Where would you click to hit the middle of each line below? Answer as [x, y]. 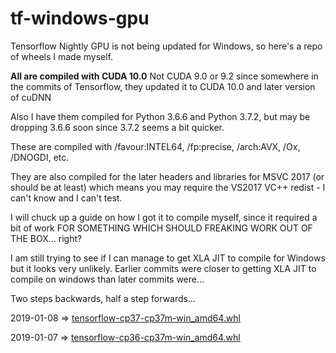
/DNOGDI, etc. [40, 157]
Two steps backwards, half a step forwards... [103, 298]
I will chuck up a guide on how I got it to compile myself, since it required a [164, 217]
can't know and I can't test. [66, 198]
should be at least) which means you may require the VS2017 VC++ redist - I [168, 187]
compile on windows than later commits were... [107, 279]
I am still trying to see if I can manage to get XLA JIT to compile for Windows [168, 258]
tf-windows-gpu [80, 18]
